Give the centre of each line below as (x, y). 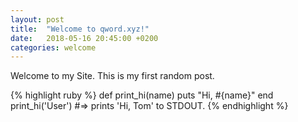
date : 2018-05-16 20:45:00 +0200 (84, 38)
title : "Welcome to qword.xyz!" (80, 29)
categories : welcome (53, 47)
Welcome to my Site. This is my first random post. (112, 76)
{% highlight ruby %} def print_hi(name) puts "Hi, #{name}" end (142, 95)
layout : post (37, 19)
